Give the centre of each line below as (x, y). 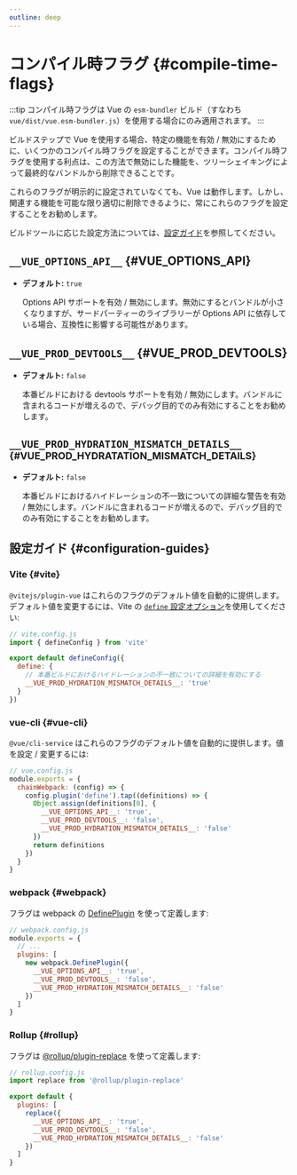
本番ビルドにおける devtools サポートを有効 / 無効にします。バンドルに (152, 394)
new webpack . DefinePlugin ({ (77, 963)
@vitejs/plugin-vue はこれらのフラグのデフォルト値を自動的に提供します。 (147, 595)
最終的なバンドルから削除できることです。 (102, 172)
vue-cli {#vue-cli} (49, 722)
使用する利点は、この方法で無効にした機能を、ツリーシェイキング (152, 162)
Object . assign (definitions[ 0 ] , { (94, 804)
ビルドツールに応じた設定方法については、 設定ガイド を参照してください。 (145, 233)
